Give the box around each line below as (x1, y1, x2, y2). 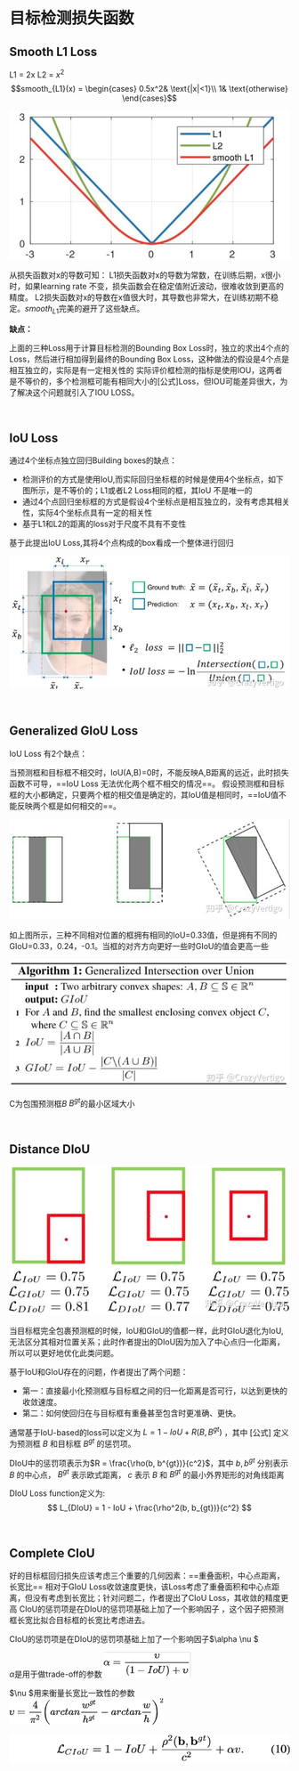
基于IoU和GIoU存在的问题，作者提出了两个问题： (9, 1366, 189, 1377)
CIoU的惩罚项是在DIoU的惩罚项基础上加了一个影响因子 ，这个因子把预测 (19, 1604, 285, 1614)
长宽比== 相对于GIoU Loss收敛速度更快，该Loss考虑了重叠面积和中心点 (9, 1581, 272, 1592)
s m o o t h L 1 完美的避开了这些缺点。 (25, 303, 145, 316)
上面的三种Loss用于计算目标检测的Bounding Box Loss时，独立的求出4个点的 (9, 342, 289, 353)
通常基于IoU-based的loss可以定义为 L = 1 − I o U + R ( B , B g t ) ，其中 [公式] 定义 (9, 1426, 289, 1438)
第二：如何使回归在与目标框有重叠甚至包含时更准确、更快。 (21, 1408, 241, 1418)
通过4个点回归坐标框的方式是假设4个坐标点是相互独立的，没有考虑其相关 (21, 496, 290, 508)
